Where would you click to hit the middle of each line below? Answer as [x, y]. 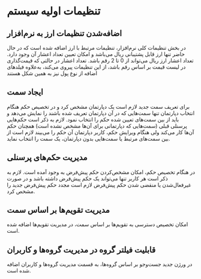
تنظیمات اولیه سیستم [54, 11]
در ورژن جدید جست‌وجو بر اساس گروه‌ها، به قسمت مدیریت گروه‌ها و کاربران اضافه [100, 264]
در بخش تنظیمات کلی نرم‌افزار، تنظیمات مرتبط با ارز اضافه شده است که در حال [96, 48]
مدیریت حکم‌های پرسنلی [47, 158]
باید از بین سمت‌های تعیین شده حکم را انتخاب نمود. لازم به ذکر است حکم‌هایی [93, 119]
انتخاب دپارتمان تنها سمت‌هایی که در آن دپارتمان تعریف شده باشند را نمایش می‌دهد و [101, 113]
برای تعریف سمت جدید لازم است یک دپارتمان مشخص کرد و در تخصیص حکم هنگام [98, 106]
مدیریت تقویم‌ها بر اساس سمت [58, 210]
